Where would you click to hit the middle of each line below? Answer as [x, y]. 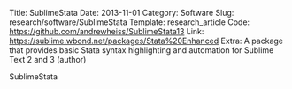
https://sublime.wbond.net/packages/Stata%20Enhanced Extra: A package [146, 41]
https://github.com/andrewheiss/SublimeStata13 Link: [107, 31]
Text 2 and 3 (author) [48, 59]
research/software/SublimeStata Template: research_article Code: [130, 22]
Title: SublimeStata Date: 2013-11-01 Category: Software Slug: [122, 13]
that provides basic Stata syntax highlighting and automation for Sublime [142, 50]
